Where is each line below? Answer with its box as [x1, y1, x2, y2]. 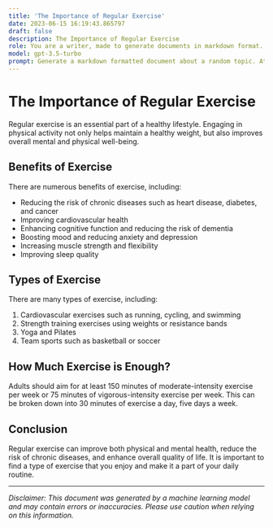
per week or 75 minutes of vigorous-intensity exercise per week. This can [8, 390, 255, 399]
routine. [8, 469, 35, 480]
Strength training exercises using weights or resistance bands [19, 319, 227, 329]
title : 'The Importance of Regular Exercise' [8, 11, 165, 20]
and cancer [19, 206, 59, 216]
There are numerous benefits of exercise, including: [8, 181, 182, 191]
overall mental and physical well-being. [8, 136, 140, 146]
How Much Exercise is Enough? [8, 360, 171, 373]
